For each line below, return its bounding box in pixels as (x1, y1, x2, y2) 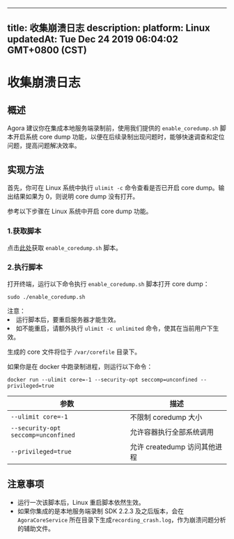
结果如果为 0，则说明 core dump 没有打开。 (13, 192, 139, 201)
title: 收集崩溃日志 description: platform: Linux (7, 22, 210, 34)
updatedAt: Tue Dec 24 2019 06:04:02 (7, 33, 179, 45)
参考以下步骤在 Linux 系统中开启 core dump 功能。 (7, 207, 153, 216)
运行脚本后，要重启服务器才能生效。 (16, 315, 120, 324)
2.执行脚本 (7, 263, 43, 272)
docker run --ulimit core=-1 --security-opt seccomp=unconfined (7, 376, 198, 383)
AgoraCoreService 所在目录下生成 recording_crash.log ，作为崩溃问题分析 (17, 515, 226, 524)
